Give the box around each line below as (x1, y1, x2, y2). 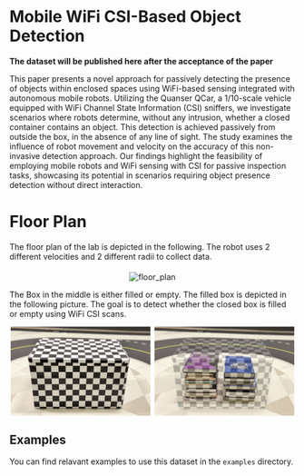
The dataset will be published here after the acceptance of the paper (9, 55, 274, 66)
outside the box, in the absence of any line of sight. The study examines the (9, 131, 293, 142)
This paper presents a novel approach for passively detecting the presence (9, 73, 290, 84)
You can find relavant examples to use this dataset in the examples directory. (9, 456, 294, 467)
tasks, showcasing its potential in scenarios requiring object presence (9, 170, 270, 181)
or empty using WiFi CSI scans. (9, 309, 127, 320)
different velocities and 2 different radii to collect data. (9, 251, 212, 262)
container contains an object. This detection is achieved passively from (9, 121, 276, 133)
